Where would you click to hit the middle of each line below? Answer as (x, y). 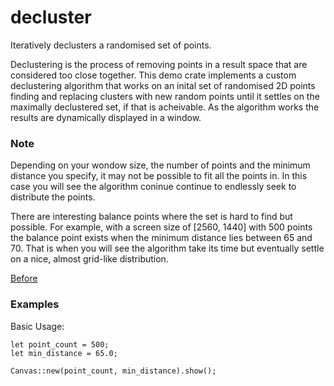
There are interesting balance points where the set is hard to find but (151, 217)
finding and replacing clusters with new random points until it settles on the (165, 96)
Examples (35, 304)
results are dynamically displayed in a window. (106, 117)
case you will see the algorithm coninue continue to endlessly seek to (153, 187)
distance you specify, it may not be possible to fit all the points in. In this (159, 176)
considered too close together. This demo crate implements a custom (153, 75)
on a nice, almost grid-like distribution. (89, 259)
